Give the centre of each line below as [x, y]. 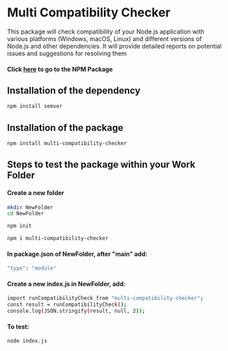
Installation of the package [65, 128]
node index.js [27, 341]
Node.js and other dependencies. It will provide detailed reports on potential [114, 46]
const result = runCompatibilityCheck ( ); [67, 305]
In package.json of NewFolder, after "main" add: [77, 254]
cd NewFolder [26, 213]
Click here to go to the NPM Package [60, 69]
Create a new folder [36, 192]
